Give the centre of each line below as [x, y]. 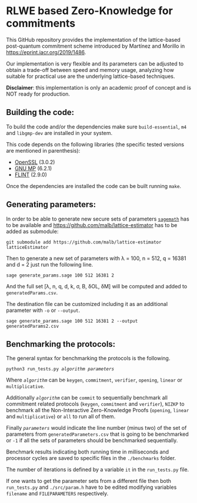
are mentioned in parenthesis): [43, 150]
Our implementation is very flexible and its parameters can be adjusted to [95, 64]
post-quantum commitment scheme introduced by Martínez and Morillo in [96, 46]
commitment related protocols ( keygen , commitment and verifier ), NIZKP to [95, 404]
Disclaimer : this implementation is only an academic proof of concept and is [98, 87]
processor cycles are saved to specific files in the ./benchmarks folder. [91, 458]
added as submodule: [32, 231]
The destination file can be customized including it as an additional [87, 304]
